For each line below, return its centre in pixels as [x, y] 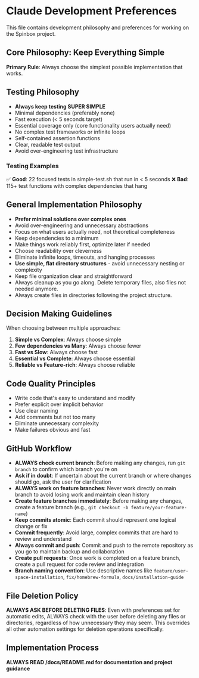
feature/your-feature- [159, 508]
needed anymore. [36, 289]
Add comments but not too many [55, 417]
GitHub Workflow [39, 448]
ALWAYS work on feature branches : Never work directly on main [96, 488]
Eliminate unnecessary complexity [57, 423]
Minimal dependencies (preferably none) [65, 113]
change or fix [31, 527]
